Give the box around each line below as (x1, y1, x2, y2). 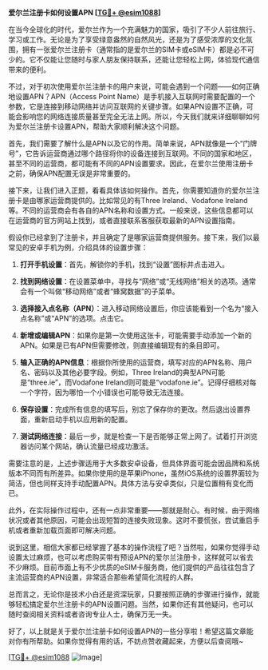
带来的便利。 (8, 65, 50, 74)
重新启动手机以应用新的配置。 (33, 415, 132, 424)
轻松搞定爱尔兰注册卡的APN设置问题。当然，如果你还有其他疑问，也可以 (14, 600, 254, 608)
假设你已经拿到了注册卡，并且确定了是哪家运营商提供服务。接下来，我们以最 (8, 233, 260, 242)
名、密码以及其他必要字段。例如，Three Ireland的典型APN (19, 368, 211, 377)
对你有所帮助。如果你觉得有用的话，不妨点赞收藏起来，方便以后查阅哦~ (8, 636, 244, 646)
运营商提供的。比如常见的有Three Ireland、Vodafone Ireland (49, 196, 249, 205)
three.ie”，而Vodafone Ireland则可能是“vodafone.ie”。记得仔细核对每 (30, 377, 257, 387)
